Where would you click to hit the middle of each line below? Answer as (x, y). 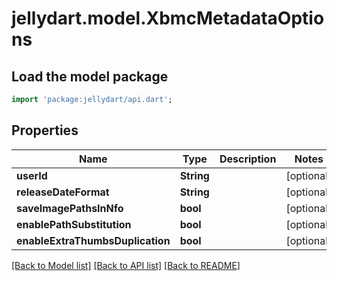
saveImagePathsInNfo (70, 208)
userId (32, 175)
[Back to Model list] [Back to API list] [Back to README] (126, 265)
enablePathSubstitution (74, 224)
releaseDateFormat (63, 192)
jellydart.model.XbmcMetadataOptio (168, 18)
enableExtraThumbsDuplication (93, 240)
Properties (45, 130)
